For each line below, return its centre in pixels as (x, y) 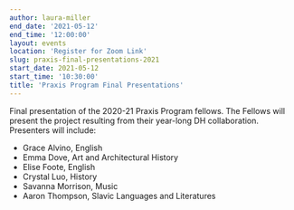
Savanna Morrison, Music (70, 186)
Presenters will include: (53, 130)
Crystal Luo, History (60, 177)
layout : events (38, 43)
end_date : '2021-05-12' (54, 26)
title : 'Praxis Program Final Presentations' (96, 85)
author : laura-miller (50, 18)
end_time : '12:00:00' (50, 34)
